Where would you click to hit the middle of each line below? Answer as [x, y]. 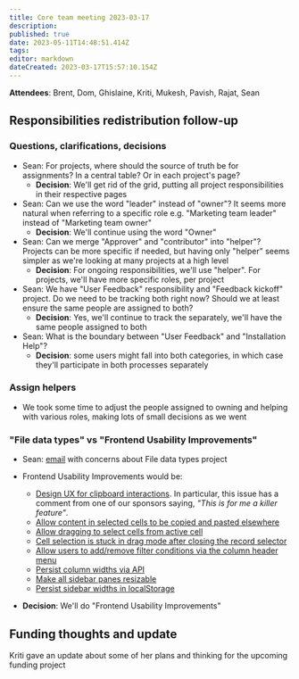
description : [33, 26]
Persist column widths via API [90, 570]
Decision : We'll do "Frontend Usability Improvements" [121, 606]
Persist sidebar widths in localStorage [105, 589]
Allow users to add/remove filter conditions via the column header [157, 551]
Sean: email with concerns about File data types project [125, 460]
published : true [39, 34]
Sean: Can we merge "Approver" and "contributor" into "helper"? [141, 241]
